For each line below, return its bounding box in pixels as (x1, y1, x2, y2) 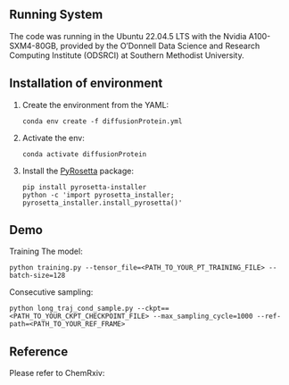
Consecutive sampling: (9, 287, 94, 297)
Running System (9, 7, 103, 22)
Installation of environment (9, 76, 163, 91)
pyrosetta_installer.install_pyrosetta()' (21, 198, 183, 207)
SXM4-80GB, (9, 40, 59, 51)
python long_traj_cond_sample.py (9, 304, 134, 314)
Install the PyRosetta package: (21, 165, 134, 176)
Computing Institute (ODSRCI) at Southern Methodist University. (9, 49, 244, 61)
